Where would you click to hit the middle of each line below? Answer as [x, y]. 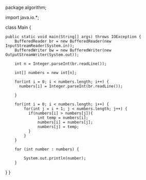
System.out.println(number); [55, 158]
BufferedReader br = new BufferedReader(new [63, 41]
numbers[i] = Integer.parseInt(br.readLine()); [71, 86]
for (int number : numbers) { [47, 149]
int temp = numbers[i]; [63, 118]
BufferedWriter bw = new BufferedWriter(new [63, 50]
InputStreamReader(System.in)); [40, 46]
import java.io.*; [22, 17]
